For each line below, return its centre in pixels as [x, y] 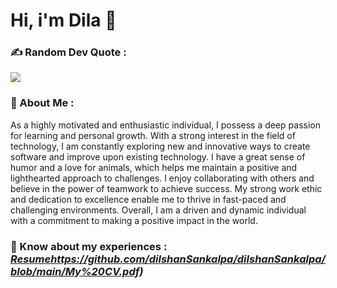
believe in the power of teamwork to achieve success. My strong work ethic [166, 188]
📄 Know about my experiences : [89, 246]
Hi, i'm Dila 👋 [63, 20]
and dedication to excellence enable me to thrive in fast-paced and [148, 199]
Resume [31, 259]
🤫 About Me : [42, 103]
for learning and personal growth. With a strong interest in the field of [153, 135]
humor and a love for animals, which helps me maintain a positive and [154, 167]
